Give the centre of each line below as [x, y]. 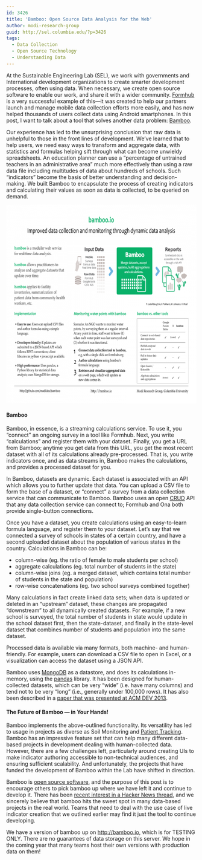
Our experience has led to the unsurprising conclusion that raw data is [93, 132]
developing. [21, 821]
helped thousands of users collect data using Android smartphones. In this [99, 114]
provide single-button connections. [50, 510]
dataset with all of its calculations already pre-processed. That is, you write [100, 454]
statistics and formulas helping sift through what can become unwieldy [94, 151]
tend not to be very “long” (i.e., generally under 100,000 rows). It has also [97, 691]
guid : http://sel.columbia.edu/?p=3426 [56, 32]
